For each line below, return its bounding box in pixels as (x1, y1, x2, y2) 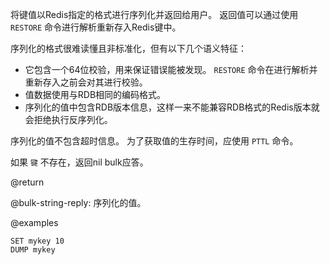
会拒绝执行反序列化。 (24, 114, 113, 125)
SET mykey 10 (10, 236, 65, 246)
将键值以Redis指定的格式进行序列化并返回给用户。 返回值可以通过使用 (10, 9, 299, 20)
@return (10, 176, 45, 188)
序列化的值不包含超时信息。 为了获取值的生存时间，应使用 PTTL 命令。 (10, 135, 299, 147)
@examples (10, 217, 59, 228)
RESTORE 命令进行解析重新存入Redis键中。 (10, 21, 182, 33)
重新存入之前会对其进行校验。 (24, 76, 148, 88)
